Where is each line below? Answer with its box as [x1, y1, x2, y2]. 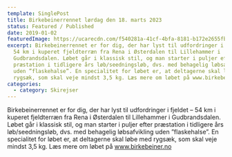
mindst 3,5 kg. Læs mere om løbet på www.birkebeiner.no [7, 143, 172, 151]
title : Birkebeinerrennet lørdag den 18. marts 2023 [7, 17, 162, 23]
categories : [7, 81, 41, 87]
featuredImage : [7, 36, 51, 43]
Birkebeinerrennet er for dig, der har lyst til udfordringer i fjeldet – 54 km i [7, 106, 216, 114]
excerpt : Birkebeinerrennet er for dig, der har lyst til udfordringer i [7, 42, 224, 49]
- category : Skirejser [13, 87, 79, 94]
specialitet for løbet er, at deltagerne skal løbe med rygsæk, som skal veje [7, 135, 217, 143]
